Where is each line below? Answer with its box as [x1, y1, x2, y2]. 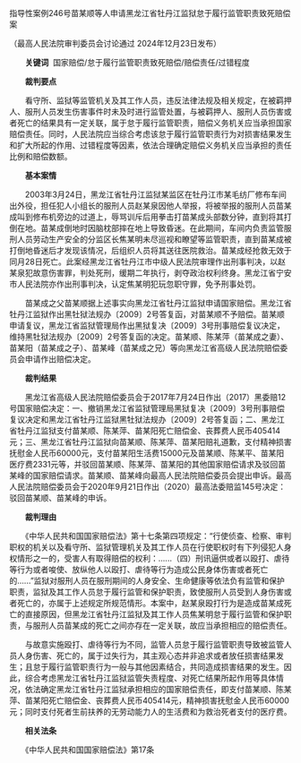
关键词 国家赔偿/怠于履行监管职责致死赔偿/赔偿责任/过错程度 [25, 57, 251, 67]
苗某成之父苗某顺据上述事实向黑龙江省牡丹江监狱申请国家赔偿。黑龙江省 [24, 298, 292, 308]
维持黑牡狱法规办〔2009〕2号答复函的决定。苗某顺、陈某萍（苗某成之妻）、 [9, 331, 289, 342]
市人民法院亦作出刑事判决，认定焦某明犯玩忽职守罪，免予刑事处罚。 [9, 279, 261, 289]
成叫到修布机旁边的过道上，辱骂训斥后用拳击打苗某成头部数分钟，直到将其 [9, 211, 284, 222]
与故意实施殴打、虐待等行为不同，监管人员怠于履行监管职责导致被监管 [24, 639, 284, 649]
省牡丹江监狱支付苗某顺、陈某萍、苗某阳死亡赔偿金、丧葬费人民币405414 [9, 425, 280, 436]
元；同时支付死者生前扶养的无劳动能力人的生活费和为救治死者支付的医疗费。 [9, 707, 292, 716]
